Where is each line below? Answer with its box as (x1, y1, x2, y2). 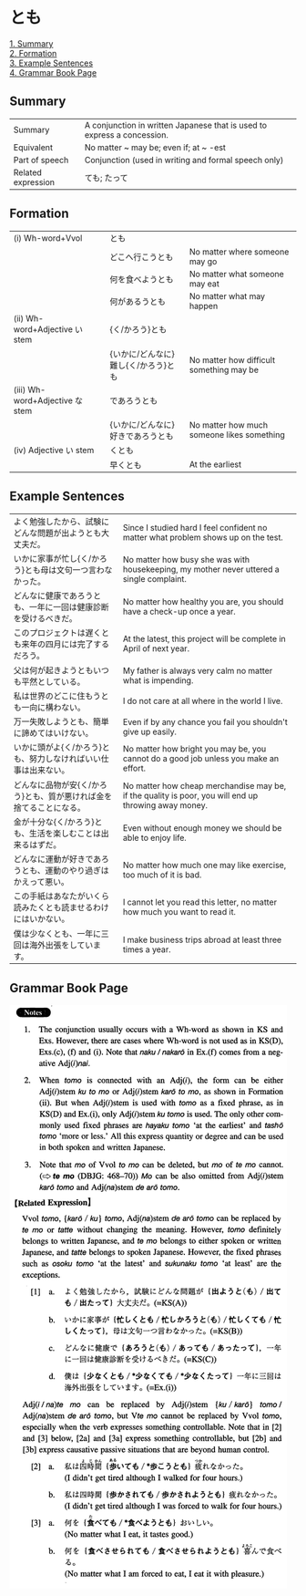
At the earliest (189, 459, 242, 470)
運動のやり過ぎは (45, 865, 109, 876)
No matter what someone (189, 268, 284, 279)
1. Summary (9, 37, 54, 49)
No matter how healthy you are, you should (122, 596, 284, 607)
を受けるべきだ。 (13, 613, 77, 624)
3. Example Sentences (9, 57, 94, 68)
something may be (189, 364, 260, 375)
